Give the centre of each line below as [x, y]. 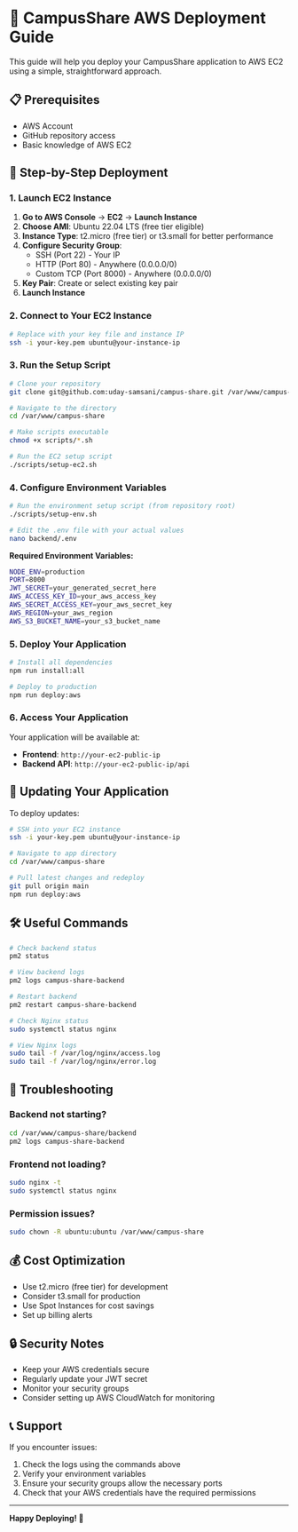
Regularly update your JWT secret [85, 1379]
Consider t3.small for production [81, 1296]
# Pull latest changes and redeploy [77, 878]
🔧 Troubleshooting [61, 1089]
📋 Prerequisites [55, 100]
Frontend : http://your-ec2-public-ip [91, 754]
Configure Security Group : [72, 246]
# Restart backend [43, 997]
